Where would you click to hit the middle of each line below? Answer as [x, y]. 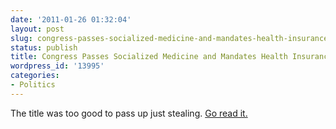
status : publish [44, 47]
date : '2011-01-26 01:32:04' [71, 19]
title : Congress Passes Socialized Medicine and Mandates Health [149, 57]
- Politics [33, 85]
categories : [35, 76]
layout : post [37, 29]
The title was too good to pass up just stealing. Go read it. [129, 113]
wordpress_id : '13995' [57, 66]
